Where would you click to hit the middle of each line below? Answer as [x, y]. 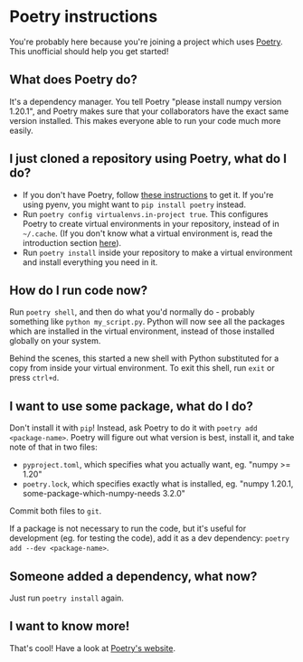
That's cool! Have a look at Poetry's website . [93, 648]
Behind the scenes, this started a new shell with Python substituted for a [144, 358]
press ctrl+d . [34, 378]
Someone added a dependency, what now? [133, 576]
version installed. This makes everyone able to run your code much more [145, 120]
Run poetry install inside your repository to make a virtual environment [157, 252]
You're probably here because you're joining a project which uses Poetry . [146, 42]
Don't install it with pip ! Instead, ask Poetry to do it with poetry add [133, 428]
